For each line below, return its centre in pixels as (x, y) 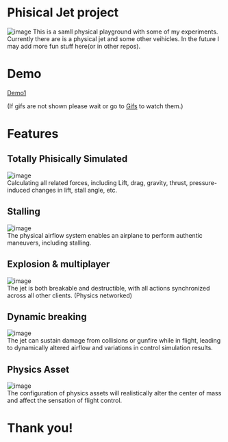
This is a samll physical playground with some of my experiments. (126, 32)
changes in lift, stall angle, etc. (75, 190)
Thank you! (40, 428)
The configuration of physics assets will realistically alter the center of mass (114, 393)
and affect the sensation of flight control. (65, 401)
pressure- (203, 182)
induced (19, 190)
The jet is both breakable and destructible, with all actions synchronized (109, 288)
